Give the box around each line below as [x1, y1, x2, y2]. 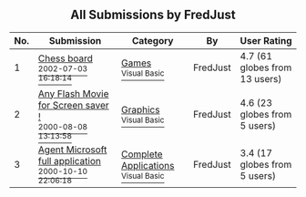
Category [131, 34, 174, 47]
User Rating [240, 34, 292, 47]
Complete [121, 148, 163, 161]
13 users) [240, 72, 282, 85]
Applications [121, 159, 175, 171]
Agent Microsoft [37, 143, 107, 156]
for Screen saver [37, 98, 109, 111]
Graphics [121, 103, 160, 116]
